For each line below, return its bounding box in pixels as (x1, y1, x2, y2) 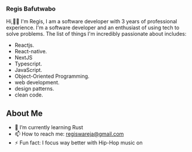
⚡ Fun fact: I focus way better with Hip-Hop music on (14, 139, 143, 146)
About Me (6, 108, 43, 118)
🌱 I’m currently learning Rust (14, 124, 84, 131)
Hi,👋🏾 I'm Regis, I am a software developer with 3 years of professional (6, 18, 177, 25)
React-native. (14, 48, 47, 55)
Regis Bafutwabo (6, 5, 56, 13)
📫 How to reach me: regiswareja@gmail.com (14, 130, 124, 137)
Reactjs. (14, 42, 35, 49)
